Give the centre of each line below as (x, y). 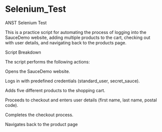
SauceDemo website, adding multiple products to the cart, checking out (78, 37)
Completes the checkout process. (39, 115)
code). (12, 105)
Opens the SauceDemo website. (38, 71)
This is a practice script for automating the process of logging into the (76, 32)
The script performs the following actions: (47, 62)
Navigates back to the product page (41, 124)
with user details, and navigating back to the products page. (66, 42)
